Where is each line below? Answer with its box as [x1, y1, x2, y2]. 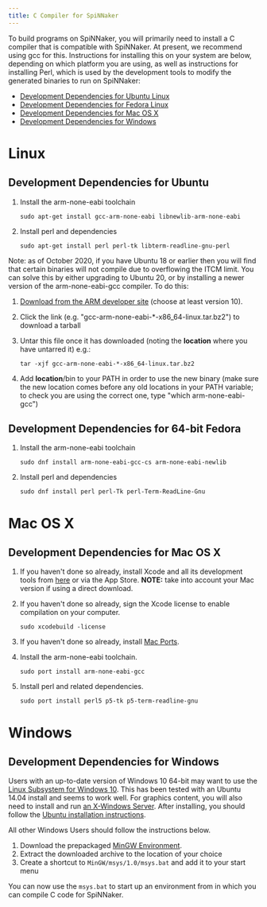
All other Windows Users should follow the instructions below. [8, 825, 211, 835]
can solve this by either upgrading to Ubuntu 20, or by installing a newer [8, 272, 245, 282]
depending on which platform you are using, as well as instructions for [8, 59, 238, 68]
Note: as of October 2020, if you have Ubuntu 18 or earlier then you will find [8, 255, 257, 265]
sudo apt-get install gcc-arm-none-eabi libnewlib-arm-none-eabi [19, 212, 241, 220]
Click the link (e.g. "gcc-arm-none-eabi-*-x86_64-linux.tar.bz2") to [19, 312, 240, 321]
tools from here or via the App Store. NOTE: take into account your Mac [19, 575, 254, 585]
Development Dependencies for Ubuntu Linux [19, 91, 170, 100]
